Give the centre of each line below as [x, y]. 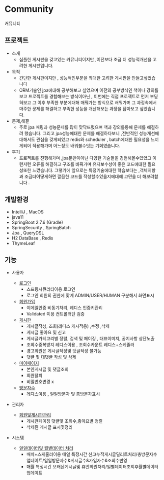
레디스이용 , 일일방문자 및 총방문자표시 [63, 394]
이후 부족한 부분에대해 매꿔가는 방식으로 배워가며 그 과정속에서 [97, 103]
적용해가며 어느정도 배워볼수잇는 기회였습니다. [76, 145]
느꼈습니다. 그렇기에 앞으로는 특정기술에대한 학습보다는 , [86, 170]
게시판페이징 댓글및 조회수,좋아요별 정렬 [65, 421]
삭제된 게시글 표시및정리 [49, 427]
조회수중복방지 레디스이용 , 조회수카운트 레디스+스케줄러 [80, 345]
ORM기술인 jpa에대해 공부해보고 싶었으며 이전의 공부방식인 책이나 [82, 90]
